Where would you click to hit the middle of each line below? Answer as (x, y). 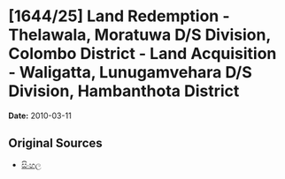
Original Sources (55, 143)
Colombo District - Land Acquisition (142, 54)
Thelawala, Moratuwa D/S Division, (139, 35)
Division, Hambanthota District (124, 91)
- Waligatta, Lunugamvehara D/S (131, 73)
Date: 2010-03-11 (40, 116)
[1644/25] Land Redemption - (119, 16)
